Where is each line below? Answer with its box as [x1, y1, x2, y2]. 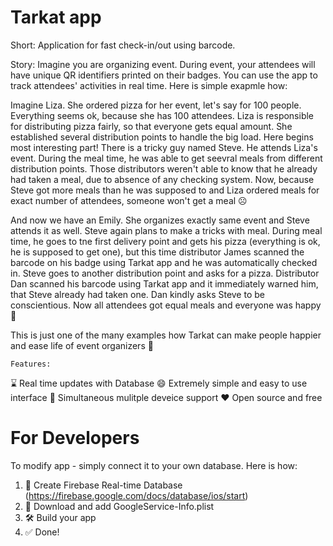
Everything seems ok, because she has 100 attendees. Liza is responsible [10, 109, 315, 121]
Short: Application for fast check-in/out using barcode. [10, 39, 236, 51]
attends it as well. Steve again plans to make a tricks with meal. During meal [10, 224, 323, 236]
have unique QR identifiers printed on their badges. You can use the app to [10, 69, 318, 81]
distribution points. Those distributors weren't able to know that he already [10, 162, 318, 175]
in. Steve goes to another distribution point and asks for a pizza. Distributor [10, 267, 320, 279]
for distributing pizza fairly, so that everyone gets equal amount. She [10, 120, 293, 132]
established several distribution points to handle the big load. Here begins [10, 131, 314, 143]
